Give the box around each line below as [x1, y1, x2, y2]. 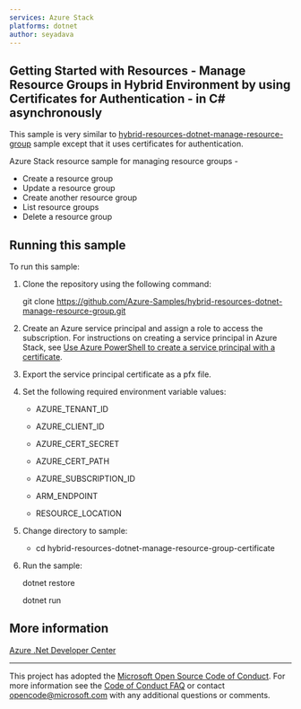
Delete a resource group [21, 212, 113, 223]
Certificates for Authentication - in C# [9, 91, 226, 106]
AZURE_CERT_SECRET [35, 439, 120, 449]
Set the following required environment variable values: [21, 387, 227, 397]
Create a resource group [21, 173, 114, 184]
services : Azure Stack [9, 13, 94, 22]
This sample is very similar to [9, 129, 117, 140]
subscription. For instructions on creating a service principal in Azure [21, 333, 278, 343]
